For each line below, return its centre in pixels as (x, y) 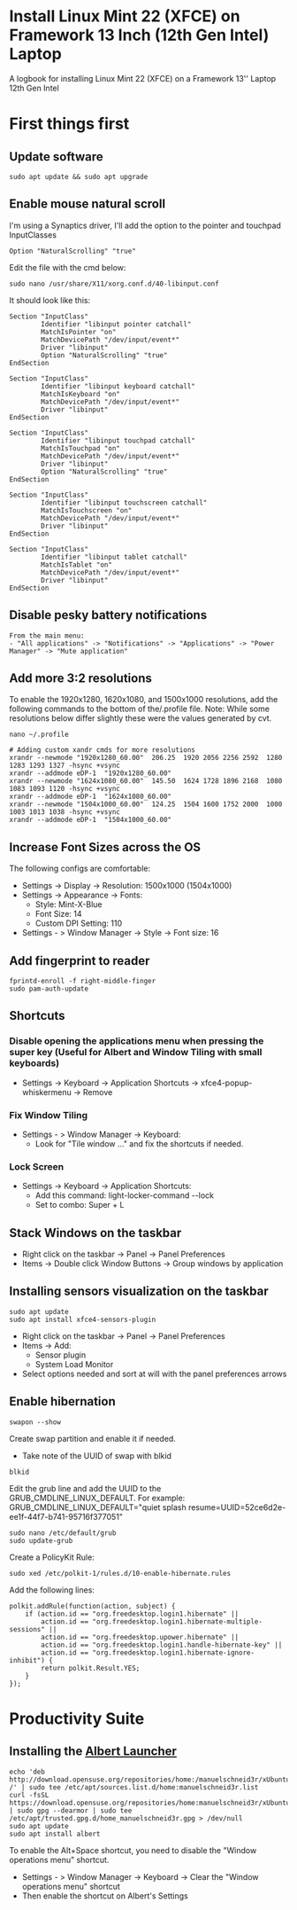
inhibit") (27, 1660)
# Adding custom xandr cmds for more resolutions (103, 750)
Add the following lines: (52, 1590)
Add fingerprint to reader (80, 961)
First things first (69, 124)
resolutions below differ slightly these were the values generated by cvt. (141, 718)
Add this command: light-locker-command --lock (125, 1195)
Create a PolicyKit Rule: (52, 1557)
